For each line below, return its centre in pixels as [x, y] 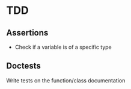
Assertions [27, 33]
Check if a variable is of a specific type [63, 47]
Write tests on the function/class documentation [66, 80]
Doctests [23, 66]
